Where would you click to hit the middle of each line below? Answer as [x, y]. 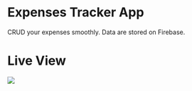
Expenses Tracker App [76, 12]
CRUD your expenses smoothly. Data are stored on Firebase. [96, 32]
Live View [37, 61]
